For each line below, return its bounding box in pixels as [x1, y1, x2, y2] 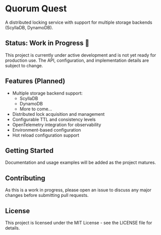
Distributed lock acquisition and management [12, 111, 105, 117]
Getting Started [5, 146, 54, 155]
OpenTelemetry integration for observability [12, 122, 101, 128]
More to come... [19, 106, 52, 112]
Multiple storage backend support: [12, 90, 83, 96]
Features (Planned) [5, 77, 66, 86]
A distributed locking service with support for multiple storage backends [5, 19, 153, 25]
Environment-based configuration [12, 127, 81, 133]
